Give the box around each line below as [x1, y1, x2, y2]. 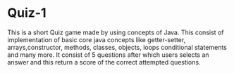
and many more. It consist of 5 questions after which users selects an [7, 51, 209, 59]
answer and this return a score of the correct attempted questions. [7, 58, 201, 66]
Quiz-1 [7, 5, 47, 21]
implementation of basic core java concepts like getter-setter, [7, 35, 186, 44]
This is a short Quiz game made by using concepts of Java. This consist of [7, 28, 224, 36]
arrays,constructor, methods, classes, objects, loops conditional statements [7, 43, 228, 51]
